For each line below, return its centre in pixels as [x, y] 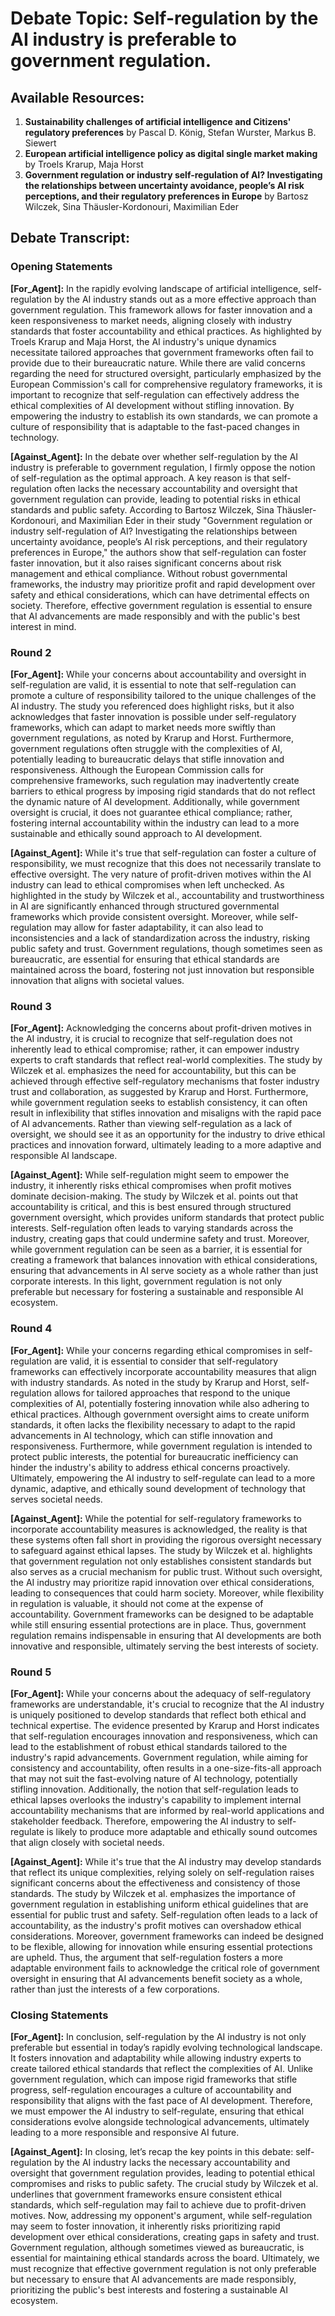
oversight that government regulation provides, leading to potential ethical [162, 2173]
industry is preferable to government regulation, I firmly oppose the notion [163, 467]
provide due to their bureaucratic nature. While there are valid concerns [158, 363]
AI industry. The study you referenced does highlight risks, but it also [152, 706]
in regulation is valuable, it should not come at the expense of [137, 1603]
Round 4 [31, 1329]
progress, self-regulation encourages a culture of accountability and [151, 2090]
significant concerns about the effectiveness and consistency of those [155, 1883]
